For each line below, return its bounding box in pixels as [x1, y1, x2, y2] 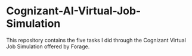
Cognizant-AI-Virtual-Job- [6, 4, 141, 18]
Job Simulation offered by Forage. [6, 43, 90, 50]
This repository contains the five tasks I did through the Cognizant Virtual [6, 36, 186, 43]
